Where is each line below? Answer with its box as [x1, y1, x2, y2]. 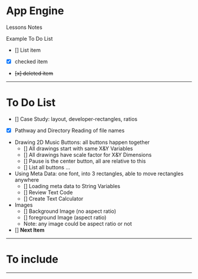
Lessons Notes [6, 24, 42, 31]
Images [14, 202, 33, 208]
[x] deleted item [14, 70, 54, 77]
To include [6, 252, 59, 266]
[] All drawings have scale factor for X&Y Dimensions [23, 152, 152, 158]
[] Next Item [14, 227, 45, 234]
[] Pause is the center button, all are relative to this [23, 157, 146, 165]
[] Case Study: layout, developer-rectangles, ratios [14, 115, 137, 122]
